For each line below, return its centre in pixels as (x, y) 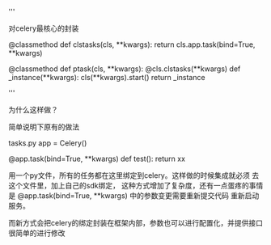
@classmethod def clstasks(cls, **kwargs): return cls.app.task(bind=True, (132, 44)
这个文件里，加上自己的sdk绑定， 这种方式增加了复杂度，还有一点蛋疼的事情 (136, 186)
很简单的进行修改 (37, 233)
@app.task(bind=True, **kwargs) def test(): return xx (97, 158)
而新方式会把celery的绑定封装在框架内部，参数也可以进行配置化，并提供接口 (136, 223)
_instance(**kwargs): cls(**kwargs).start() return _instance (107, 77)
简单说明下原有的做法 (44, 127)
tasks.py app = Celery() (48, 143)
